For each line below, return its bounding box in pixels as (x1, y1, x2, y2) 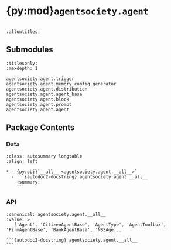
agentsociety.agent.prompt (6, 101, 72, 107)
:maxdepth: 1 (6, 65, 38, 71)
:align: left (6, 159, 38, 165)
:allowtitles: (6, 28, 41, 35)
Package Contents (6, 122, 75, 133)
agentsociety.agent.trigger (6, 75, 75, 82)
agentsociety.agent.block (6, 96, 69, 102)
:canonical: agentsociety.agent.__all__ (6, 211, 107, 217)
